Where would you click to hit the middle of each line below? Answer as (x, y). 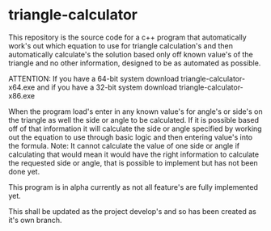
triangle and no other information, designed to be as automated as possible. (135, 63)
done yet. (24, 171)
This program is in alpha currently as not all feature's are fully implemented (133, 187)
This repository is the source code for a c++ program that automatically (127, 37)
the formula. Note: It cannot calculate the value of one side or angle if (124, 145)
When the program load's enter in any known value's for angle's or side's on (135, 111)
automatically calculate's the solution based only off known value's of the (131, 54)
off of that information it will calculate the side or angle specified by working (135, 128)
